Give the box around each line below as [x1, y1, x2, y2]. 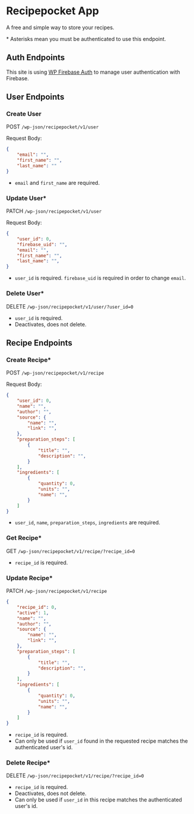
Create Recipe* [6, 356, 52, 364]
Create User [6, 110, 42, 118]
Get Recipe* [6, 534, 42, 542]
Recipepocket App [6, 4, 99, 18]
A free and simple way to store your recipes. [6, 24, 115, 31]
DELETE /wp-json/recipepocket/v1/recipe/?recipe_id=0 [6, 772, 144, 780]
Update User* [6, 194, 47, 202]
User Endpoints [6, 92, 65, 102]
